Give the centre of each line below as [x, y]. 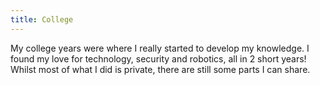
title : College [42, 19]
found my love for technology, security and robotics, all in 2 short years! [158, 58]
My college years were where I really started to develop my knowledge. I [160, 48]
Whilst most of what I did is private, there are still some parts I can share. [160, 69]
